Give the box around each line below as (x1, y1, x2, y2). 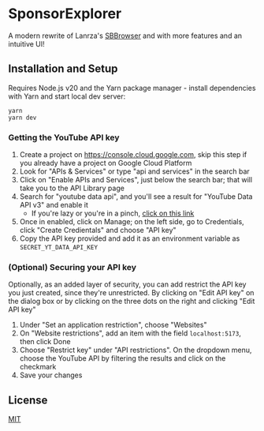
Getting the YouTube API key (8, 132, 120, 143)
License (8, 393, 48, 407)
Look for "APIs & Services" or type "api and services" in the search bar (19, 167, 250, 176)
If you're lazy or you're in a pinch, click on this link (31, 208, 195, 218)
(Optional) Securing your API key (8, 261, 136, 272)
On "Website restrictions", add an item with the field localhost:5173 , (19, 328, 242, 338)
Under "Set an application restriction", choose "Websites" (19, 320, 207, 330)
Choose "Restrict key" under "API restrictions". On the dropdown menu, (19, 345, 252, 355)
